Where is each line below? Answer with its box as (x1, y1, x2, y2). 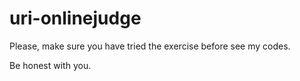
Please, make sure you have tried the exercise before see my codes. (9, 40, 291, 52)
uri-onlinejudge (9, 7, 142, 30)
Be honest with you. (9, 59, 92, 71)
